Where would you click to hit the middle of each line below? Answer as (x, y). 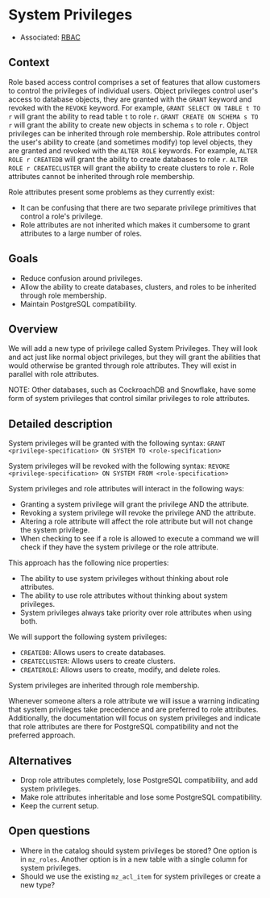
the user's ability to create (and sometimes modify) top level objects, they (131, 142)
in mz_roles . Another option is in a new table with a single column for (134, 859)
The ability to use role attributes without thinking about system (124, 595)
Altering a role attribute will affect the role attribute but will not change (137, 521)
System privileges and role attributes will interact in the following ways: (126, 489)
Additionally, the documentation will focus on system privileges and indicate (135, 718)
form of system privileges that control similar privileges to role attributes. (129, 399)
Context (29, 63)
